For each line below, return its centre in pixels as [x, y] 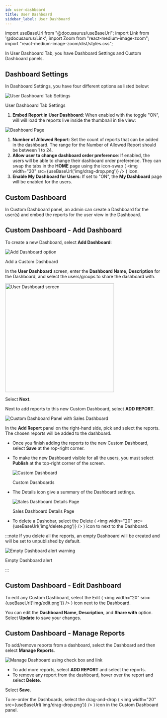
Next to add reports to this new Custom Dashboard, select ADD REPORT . [80, 408]
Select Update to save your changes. [43, 618]
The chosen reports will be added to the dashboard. [58, 433]
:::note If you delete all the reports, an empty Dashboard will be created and [83, 536]
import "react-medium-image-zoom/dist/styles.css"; [59, 44]
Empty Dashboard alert [29, 560]
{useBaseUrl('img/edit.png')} [35, 603]
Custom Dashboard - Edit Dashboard [63, 586]
